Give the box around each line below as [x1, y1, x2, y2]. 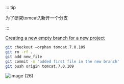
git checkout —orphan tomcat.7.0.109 [5, 45, 86, 50]
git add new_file [5, 54, 42, 59]
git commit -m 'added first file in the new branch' [5, 59, 120, 64]
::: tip [5, 5, 16, 10]
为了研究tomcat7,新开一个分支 [5, 15, 68, 21]
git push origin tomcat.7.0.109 [5, 64, 74, 69]
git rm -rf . [5, 49, 33, 54]
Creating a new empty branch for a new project [5, 35, 105, 41]
